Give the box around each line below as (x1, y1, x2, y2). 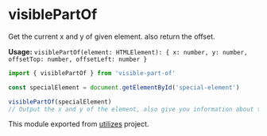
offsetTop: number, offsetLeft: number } (8, 55, 148, 63)
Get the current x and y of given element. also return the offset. (8, 32, 216, 41)
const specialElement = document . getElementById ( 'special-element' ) (8, 83, 240, 92)
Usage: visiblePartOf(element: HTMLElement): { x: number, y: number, (8, 47, 248, 56)
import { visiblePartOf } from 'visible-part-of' (8, 69, 176, 77)
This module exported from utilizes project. (8, 119, 149, 129)
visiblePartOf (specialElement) (8, 97, 112, 106)
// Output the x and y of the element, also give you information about (8, 105, 254, 113)
